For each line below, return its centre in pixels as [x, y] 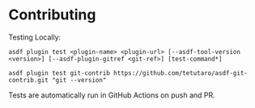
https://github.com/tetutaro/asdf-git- [181, 73]
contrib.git [28, 80]
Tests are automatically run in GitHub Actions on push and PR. [112, 95]
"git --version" [79, 80]
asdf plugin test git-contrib [59, 73]
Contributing [52, 15]
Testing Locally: [35, 37]
